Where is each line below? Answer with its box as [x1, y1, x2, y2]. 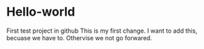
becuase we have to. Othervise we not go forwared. [6, 33, 153, 42]
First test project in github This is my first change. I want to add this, [6, 27, 198, 35]
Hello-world [6, 4, 76, 20]
